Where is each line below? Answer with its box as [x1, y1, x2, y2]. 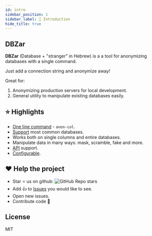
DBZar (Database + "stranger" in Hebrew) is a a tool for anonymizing [5, 53, 147, 59]
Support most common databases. [12, 128, 84, 135]
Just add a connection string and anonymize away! [5, 68, 110, 74]
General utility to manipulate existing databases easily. [12, 93, 125, 99]
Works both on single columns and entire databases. [12, 134, 121, 140]
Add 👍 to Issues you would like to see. [12, 185, 92, 191]
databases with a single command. [5, 58, 77, 64]
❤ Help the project [5, 164, 65, 173]
